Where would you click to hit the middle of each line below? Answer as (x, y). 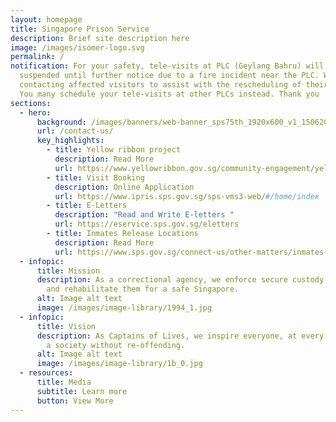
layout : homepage (46, 19)
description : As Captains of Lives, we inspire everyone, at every (180, 336)
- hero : (35, 112)
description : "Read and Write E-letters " (144, 215)
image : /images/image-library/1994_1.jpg (124, 308)
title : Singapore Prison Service (80, 29)
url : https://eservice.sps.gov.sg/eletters (147, 224)
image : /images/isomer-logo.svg (77, 47)
